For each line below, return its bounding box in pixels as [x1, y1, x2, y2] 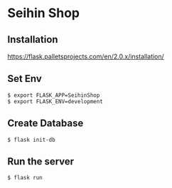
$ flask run [7, 174, 43, 182]
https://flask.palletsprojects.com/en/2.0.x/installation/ [7, 52, 165, 61]
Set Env [7, 73, 42, 85]
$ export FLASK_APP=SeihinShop [7, 91, 100, 99]
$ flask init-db [7, 136, 55, 143]
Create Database [7, 117, 84, 130]
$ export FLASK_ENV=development [7, 98, 103, 105]
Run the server [7, 155, 75, 168]
